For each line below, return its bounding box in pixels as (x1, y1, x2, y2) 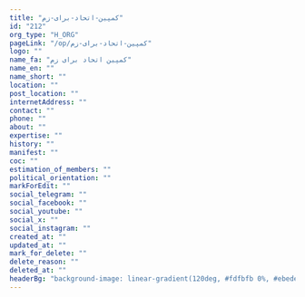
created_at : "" (9, 232, 67, 241)
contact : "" (9, 106, 54, 115)
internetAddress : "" (9, 97, 88, 107)
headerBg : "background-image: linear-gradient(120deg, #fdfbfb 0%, (9, 274, 271, 283)
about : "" (9, 123, 47, 132)
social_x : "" (9, 215, 59, 225)
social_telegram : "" (9, 190, 88, 199)
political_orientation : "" (9, 173, 112, 182)
